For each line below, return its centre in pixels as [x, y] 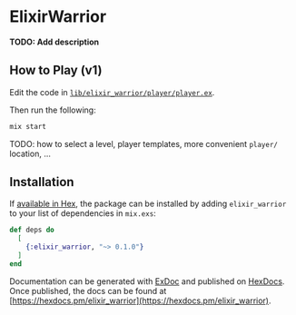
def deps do [32, 230]
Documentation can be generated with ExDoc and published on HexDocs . [147, 281]
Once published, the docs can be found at [88, 290]
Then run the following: [53, 110]
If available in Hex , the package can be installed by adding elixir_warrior [148, 204]
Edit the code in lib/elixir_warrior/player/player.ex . [112, 92]
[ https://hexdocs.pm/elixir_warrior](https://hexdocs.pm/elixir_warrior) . [140, 300]
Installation [42, 182]
